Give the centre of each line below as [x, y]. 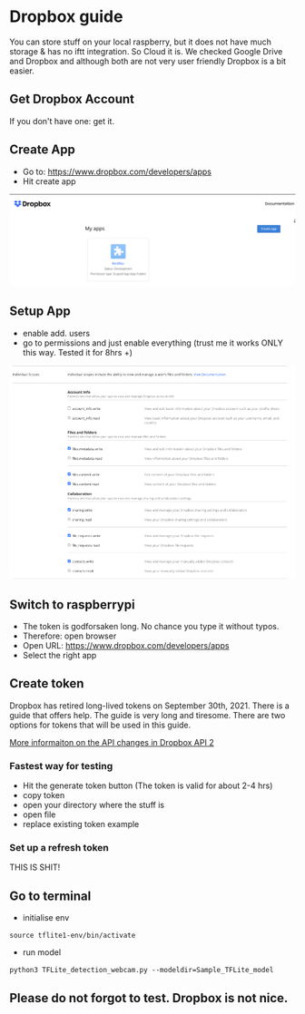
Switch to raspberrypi [72, 604]
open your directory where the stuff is [93, 805]
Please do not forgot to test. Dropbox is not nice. [149, 998]
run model [42, 952]
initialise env [46, 918]
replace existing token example [81, 824]
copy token [44, 795]
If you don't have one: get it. [62, 121]
